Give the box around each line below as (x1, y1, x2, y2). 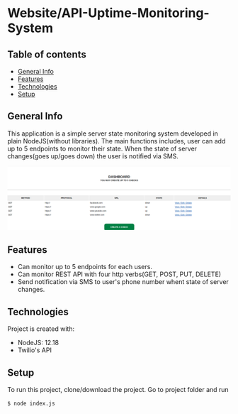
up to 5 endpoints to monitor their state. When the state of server (7, 144, 197, 153)
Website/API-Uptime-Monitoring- (7, 5, 210, 21)
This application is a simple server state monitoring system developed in (7, 129, 218, 138)
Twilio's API (17, 346, 52, 354)
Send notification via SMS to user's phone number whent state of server (17, 278, 229, 286)
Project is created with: (7, 325, 75, 333)
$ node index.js (7, 400, 55, 407)
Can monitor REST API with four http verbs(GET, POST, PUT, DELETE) (17, 270, 222, 278)
